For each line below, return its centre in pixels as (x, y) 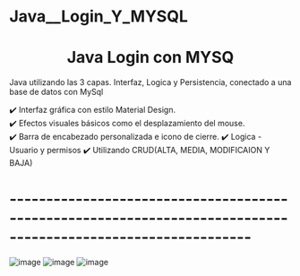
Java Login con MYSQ (150, 58)
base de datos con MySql (56, 92)
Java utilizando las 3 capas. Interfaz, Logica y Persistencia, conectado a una (150, 82)
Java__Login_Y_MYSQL (99, 17)
